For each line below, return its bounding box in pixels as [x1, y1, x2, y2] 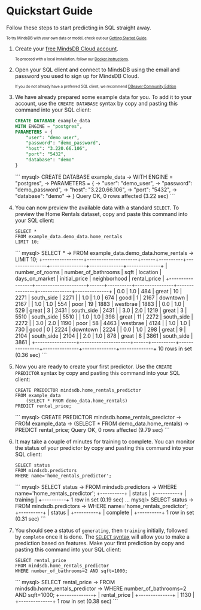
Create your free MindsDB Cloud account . [14, 45, 118, 52]
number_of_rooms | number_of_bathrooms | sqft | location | [14, 268, 162, 275]
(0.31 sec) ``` [14, 515, 46, 522]
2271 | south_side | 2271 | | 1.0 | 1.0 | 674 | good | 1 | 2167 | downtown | [14, 294, 188, 301]
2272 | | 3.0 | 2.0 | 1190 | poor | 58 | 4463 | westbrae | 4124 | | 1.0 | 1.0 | [14, 319, 190, 326]
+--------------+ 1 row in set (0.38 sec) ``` [14, 597, 118, 605]
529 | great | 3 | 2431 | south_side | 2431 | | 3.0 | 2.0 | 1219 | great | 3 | [14, 306, 187, 314]
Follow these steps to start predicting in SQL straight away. [6, 24, 151, 31]
